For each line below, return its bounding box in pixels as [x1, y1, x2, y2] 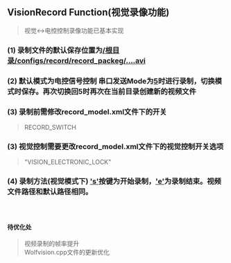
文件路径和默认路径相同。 [7, 187, 93, 196]
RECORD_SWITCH [24, 123, 76, 131]
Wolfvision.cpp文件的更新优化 [24, 248, 110, 257]
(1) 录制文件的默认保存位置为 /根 [7, 45, 113, 55]
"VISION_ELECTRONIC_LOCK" [24, 158, 112, 167]
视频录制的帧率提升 [24, 239, 80, 248]
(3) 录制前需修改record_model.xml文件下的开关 [7, 107, 167, 117]
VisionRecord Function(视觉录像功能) [7, 6, 170, 19]
